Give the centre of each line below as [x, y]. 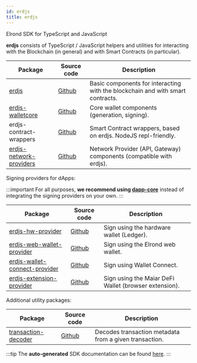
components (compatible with [131, 156]
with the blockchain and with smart [138, 91]
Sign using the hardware [137, 227]
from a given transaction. [129, 339]
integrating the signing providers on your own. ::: [65, 195]
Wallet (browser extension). [142, 285]
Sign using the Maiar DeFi [139, 278]
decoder [21, 339]
